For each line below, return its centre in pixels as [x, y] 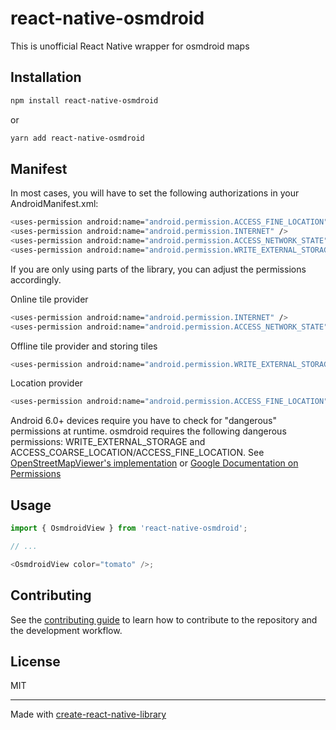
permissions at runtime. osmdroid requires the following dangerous [148, 431]
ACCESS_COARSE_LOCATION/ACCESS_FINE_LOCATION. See [137, 453]
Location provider [46, 383]
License [35, 661]
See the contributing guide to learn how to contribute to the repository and [164, 619]
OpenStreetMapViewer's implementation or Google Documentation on [154, 463]
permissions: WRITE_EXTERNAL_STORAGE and [108, 442]
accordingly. [36, 279]
